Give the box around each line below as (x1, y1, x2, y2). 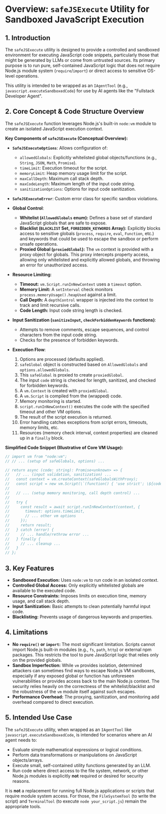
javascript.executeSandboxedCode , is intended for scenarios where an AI (5, 731, 152, 737)
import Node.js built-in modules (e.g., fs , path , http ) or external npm (12, 646, 152, 652)
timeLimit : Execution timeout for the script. (19, 165, 108, 171)
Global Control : (12, 205, 44, 211)
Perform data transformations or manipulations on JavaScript (12, 752, 137, 758)
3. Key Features (5, 564, 54, 572)
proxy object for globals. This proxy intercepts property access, (19, 251, 150, 257)
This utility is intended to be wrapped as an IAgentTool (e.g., (5, 83, 128, 88)
